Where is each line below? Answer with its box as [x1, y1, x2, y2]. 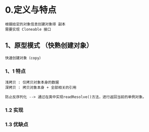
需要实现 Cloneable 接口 [5, 27, 51, 32]
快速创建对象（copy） [5, 56, 43, 60]
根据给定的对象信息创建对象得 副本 [5, 21, 66, 27]
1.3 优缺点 [5, 121, 28, 128]
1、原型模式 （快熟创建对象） [5, 41, 93, 50]
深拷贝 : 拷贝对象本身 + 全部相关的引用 [5, 85, 77, 90]
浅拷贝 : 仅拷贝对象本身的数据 [5, 80, 60, 85]
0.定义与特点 [5, 4, 57, 16]
